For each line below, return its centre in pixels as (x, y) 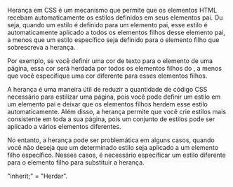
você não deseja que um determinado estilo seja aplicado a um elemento (113, 147)
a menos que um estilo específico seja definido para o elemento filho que (113, 40)
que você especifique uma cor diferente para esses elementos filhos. (107, 76)
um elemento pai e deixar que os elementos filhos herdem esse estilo (108, 104)
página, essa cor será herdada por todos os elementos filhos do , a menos (115, 68)
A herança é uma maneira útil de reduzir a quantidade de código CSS (107, 89)
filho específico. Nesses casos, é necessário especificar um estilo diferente (116, 155)
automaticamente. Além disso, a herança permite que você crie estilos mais (117, 112)
